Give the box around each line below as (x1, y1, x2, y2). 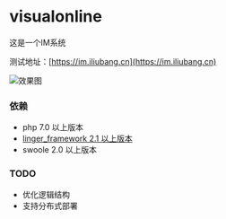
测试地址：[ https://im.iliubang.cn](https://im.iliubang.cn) (9, 56, 217, 66)
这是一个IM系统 (9, 37, 66, 48)
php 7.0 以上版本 (22, 122, 83, 133)
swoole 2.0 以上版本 (22, 145, 97, 155)
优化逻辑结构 (22, 188, 70, 199)
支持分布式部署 (22, 200, 78, 211)
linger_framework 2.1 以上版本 (22, 133, 133, 145)
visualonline (9, 6, 103, 27)
